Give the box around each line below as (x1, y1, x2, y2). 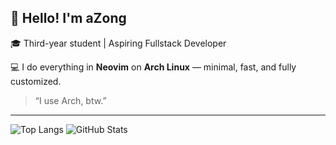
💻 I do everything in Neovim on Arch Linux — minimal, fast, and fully (10, 61, 297, 73)
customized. (10, 75, 62, 87)
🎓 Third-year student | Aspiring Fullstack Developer (10, 37, 227, 49)
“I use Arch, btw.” (34, 94, 107, 106)
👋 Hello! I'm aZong (10, 10, 127, 27)
